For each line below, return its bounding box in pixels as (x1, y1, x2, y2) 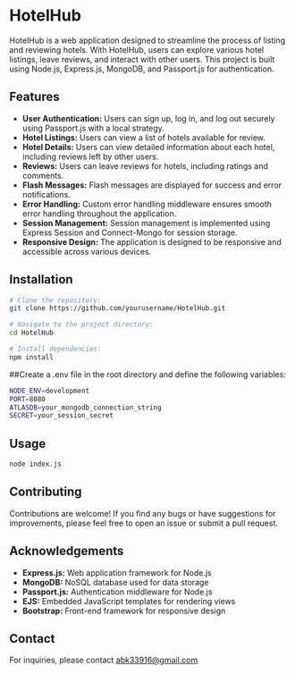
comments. (21, 170, 64, 181)
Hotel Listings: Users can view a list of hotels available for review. (21, 131, 266, 143)
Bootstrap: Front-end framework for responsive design (21, 605, 226, 616)
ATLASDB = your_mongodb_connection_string (9, 403, 163, 412)
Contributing (9, 484, 82, 500)
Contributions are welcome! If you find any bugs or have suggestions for (9, 508, 276, 518)
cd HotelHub (9, 328, 54, 338)
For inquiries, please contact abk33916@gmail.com (9, 654, 198, 666)
